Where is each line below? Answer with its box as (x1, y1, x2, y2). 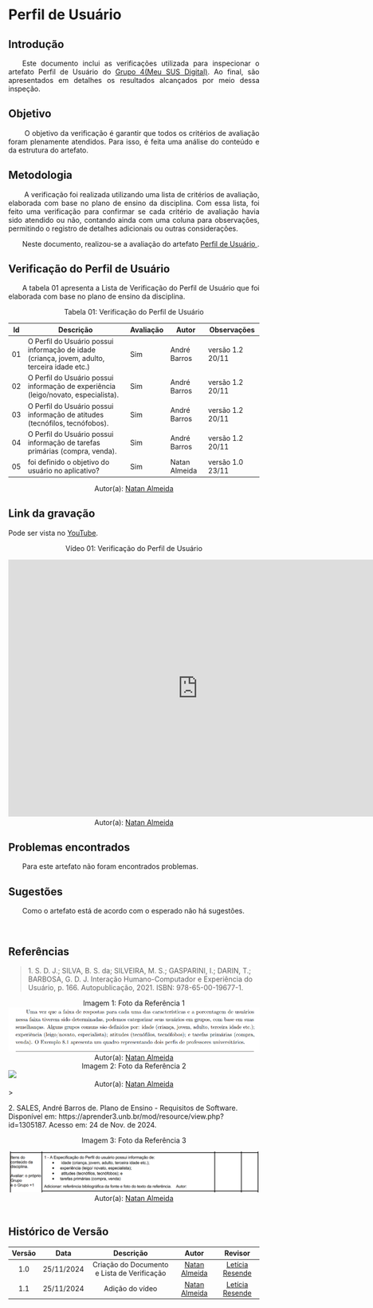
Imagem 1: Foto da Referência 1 (82, 998, 185, 1008)
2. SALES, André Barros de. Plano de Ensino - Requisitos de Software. (8, 1103, 238, 1112)
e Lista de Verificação (95, 1268, 167, 1278)
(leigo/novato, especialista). (27, 390, 120, 400)
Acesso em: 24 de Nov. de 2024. (49, 1120, 157, 1129)
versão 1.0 (208, 458, 244, 467)
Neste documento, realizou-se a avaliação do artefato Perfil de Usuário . (22, 239, 260, 248)
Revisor (224, 1248, 251, 1258)
